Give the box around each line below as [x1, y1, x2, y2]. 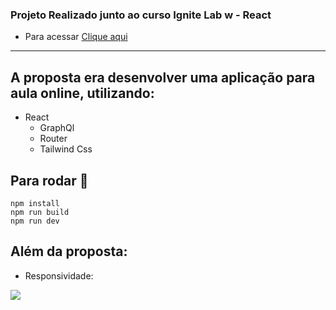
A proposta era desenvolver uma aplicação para [10, 69, 316, 86]
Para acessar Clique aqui [24, 31, 128, 43]
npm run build [10, 207, 70, 217]
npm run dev [10, 216, 60, 226]
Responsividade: [24, 269, 94, 282]
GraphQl [39, 122, 75, 134]
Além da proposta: [10, 243, 128, 260]
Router [39, 133, 68, 145]
